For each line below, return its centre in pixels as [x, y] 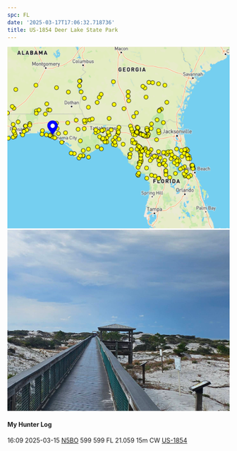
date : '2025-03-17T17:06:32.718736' [61, 22]
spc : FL [19, 15]
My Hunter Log [30, 425]
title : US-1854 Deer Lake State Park [63, 30]
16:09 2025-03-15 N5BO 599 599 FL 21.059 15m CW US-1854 [97, 440]
